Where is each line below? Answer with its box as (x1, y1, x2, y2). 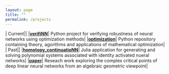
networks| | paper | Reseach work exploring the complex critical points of (5, 58, 158, 64)
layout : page (5, 7, 33, 13)
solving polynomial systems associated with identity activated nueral (5, 52, 149, 58)
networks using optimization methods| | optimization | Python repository (5, 36, 156, 42)
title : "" (5, 12, 26, 17)
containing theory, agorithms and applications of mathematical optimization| (5, 42, 165, 48)
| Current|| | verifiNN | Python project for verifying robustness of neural (5, 31, 153, 37)
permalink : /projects (5, 17, 51, 22)
